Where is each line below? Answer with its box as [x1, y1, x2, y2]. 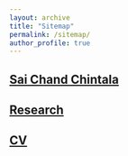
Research [9, 103, 65, 118]
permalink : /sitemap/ [9, 30, 91, 39]
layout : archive [9, 13, 70, 23]
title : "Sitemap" [9, 22, 75, 31]
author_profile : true [9, 38, 91, 48]
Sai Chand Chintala [9, 71, 119, 87]
